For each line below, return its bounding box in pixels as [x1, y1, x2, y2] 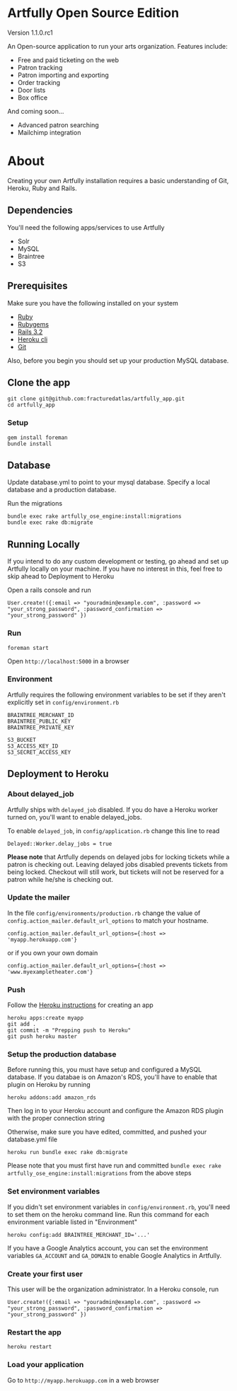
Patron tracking [17, 63, 63, 71]
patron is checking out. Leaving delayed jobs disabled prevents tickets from [7, 860, 228, 868]
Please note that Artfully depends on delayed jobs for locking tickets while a [7, 852, 230, 861]
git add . [7, 1020, 37, 1028]
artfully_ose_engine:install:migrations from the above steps [7, 1169, 192, 1177]
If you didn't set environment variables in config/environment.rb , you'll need [7, 1202, 231, 1211]
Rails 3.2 [17, 327, 43, 336]
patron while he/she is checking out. [7, 875, 113, 883]
